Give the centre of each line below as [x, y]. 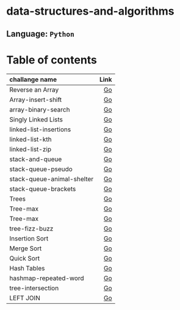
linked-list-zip [31, 149]
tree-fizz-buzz [31, 228]
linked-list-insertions [40, 129]
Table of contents [52, 60]
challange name [33, 79]
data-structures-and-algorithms [91, 11]
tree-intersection [34, 288]
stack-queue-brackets [43, 189]
